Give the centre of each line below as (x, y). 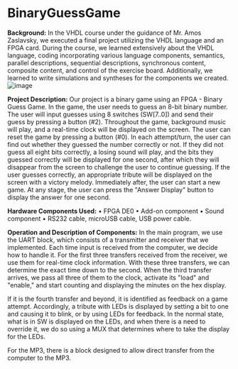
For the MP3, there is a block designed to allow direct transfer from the (111, 350)
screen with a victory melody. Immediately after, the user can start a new (114, 182)
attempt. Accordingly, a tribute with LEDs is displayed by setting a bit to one (118, 306)
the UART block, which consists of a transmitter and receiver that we (108, 240)
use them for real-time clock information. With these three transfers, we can (119, 262)
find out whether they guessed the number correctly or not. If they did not (115, 144)
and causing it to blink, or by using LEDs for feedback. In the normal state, (116, 314)
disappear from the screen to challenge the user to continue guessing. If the (119, 167)
